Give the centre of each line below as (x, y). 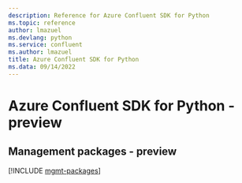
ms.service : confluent (45, 45)
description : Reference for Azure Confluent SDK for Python (109, 15)
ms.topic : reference (42, 23)
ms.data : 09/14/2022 (42, 67)
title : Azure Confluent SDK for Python (74, 60)
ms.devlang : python (40, 37)
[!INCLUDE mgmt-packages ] (54, 170)
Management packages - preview (93, 152)
